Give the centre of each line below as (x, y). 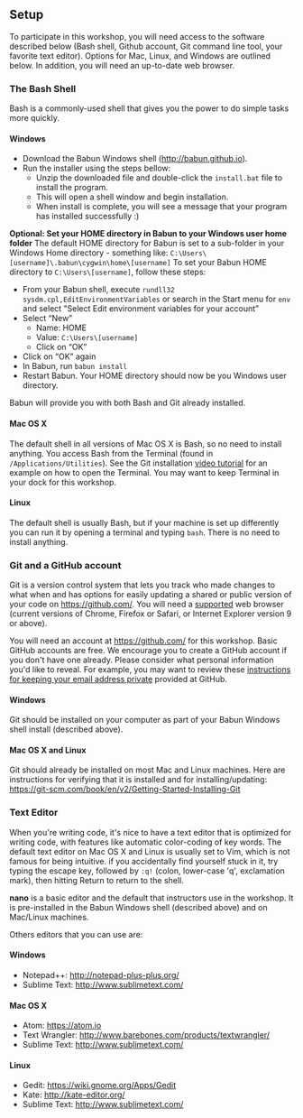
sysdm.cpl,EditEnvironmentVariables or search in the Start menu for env (156, 299)
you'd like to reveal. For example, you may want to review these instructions (150, 670)
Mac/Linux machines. (49, 917)
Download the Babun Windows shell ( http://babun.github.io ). (135, 159)
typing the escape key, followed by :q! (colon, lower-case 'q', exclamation (147, 871)
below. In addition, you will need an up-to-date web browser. (122, 65)
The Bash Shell (43, 88)
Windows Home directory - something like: (89, 253)
